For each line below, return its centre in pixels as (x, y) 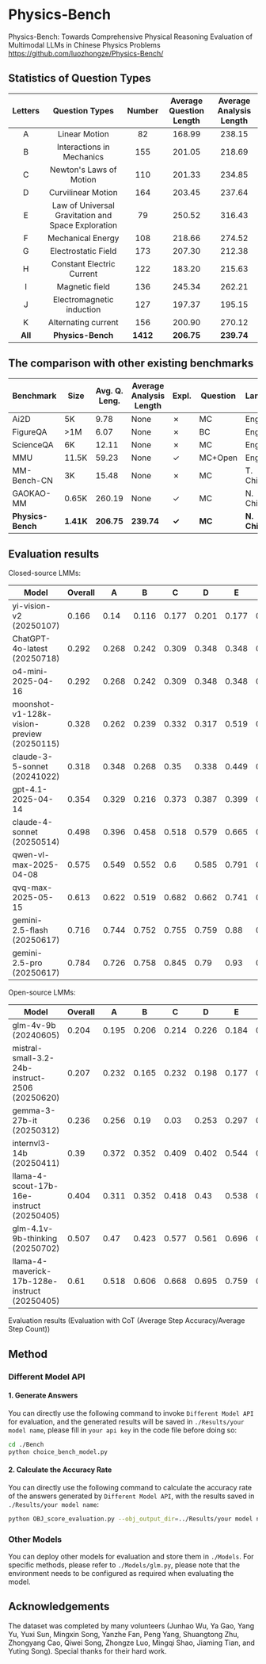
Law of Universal (83, 205)
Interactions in (83, 147)
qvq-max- (32, 888)
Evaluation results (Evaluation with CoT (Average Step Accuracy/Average (127, 1321)
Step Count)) (29, 1329)
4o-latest (30, 649)
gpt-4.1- (30, 789)
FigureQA (30, 431)
